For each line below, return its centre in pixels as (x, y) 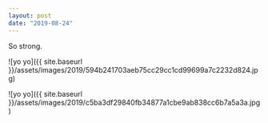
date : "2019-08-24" (41, 23)
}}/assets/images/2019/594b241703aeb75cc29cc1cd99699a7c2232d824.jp (133, 69)
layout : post (30, 16)
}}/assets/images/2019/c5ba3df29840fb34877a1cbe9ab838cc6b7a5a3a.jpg (134, 102)
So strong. (25, 46)
